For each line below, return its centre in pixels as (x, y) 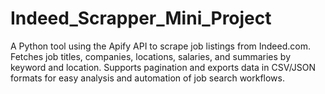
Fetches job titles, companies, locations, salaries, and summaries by (151, 56)
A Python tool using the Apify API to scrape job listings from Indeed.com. (160, 46)
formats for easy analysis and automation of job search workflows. (148, 78)
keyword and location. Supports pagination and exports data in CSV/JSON (163, 67)
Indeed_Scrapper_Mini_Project (141, 18)
